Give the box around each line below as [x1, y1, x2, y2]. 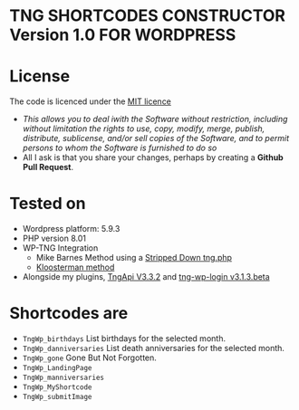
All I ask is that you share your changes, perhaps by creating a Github [22, 152, 284, 163]
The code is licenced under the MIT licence [9, 96, 172, 107]
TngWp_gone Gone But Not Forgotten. [22, 352, 157, 363]
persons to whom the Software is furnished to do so [22, 142, 217, 154]
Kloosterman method [35, 262, 115, 272]
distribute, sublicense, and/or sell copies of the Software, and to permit [22, 133, 290, 144]
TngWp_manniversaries [22, 373, 104, 382]
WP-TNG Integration [22, 243, 99, 253]
